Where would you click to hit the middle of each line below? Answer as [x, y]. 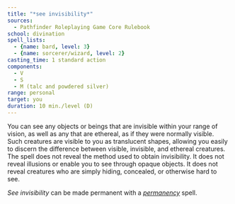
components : [25, 67]
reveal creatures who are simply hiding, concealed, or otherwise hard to [112, 171]
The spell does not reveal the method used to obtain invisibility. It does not [116, 156]
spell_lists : [27, 40]
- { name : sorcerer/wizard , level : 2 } [69, 54]
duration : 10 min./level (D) [50, 106]
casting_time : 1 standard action [57, 60]
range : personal [31, 93]
